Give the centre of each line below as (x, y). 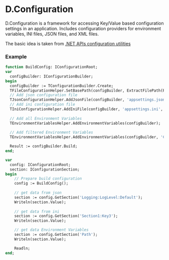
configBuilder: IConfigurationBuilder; (52, 76)
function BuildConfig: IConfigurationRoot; (52, 67)
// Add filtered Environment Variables (52, 133)
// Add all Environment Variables (46, 118)
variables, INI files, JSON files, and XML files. (52, 34)
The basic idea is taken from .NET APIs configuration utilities (68, 43)
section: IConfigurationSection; (45, 169)
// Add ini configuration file (43, 105)
